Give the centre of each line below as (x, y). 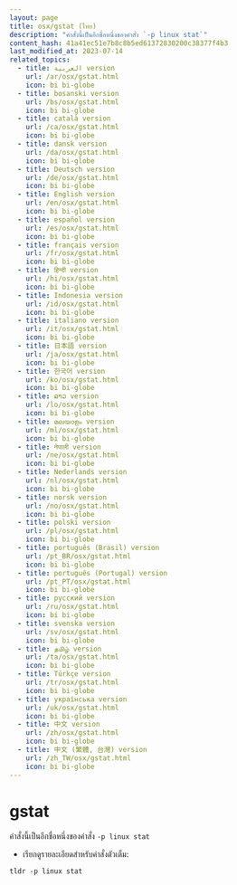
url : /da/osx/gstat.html (72, 152)
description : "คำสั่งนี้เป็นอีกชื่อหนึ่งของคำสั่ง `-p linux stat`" (109, 34)
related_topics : (40, 60)
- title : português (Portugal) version (93, 573)
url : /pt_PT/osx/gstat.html (78, 581)
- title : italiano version (68, 321)
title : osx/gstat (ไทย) (53, 26)
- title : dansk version (62, 144)
